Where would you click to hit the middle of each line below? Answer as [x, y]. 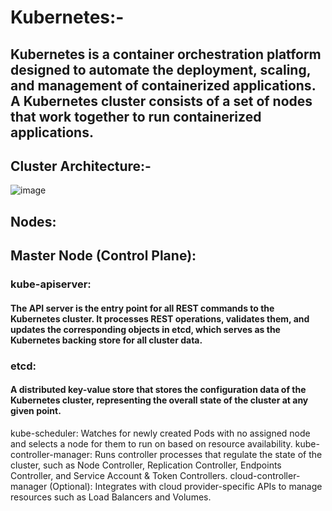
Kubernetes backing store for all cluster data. [106, 340]
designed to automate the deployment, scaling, [161, 69]
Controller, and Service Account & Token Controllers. [119, 475]
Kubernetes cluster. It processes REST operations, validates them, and [160, 318]
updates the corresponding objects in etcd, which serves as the [145, 329]
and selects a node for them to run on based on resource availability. [151, 443]
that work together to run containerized [136, 116]
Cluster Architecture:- [81, 166]
